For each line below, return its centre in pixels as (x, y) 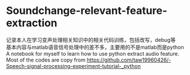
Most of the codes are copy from (46, 60)
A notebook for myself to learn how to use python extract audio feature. (93, 53)
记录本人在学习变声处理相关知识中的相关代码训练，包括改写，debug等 (91, 40)
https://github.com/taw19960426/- (129, 60)
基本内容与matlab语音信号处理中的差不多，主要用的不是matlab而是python (95, 47)
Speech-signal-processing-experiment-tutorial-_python (73, 66)
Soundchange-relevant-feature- (87, 11)
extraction (32, 23)
